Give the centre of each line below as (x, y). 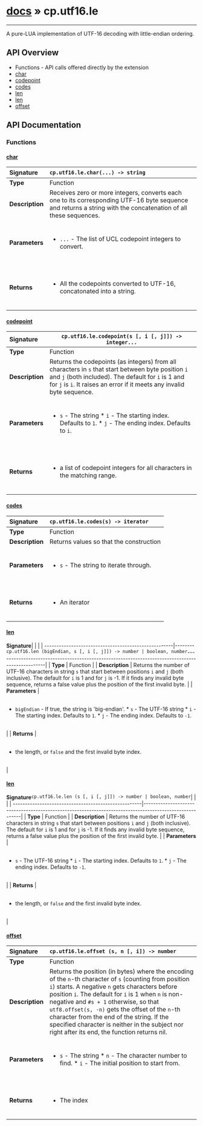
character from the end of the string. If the (109, 1017)
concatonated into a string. (98, 291)
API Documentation (44, 125)
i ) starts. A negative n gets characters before (113, 987)
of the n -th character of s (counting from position (119, 979)
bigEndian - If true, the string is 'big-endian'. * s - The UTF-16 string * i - (105, 709)
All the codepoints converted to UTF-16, (118, 284)
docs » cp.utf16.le (52, 11)
